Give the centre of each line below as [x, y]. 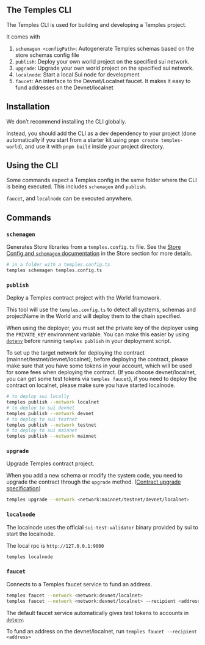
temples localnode [30, 557]
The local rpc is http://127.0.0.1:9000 [55, 545]
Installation [28, 107]
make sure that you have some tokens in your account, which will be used [99, 366]
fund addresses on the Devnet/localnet [64, 87]
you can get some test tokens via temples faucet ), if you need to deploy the [102, 379]
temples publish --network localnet [53, 402]
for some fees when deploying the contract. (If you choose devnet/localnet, [101, 372]
